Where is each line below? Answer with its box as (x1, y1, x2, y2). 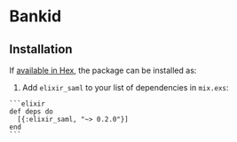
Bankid (9, 6, 62, 27)
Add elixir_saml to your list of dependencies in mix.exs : (21, 83, 229, 92)
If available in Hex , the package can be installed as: (9, 65, 197, 75)
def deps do (9, 107, 53, 116)
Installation (9, 42, 73, 57)
